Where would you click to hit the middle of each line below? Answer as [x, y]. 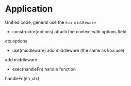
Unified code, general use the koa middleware [50, 22]
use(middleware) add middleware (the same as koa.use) [68, 50]
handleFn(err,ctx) [22, 78]
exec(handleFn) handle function [44, 69]
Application [29, 9]
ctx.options [16, 41]
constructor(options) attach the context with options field [69, 31]
